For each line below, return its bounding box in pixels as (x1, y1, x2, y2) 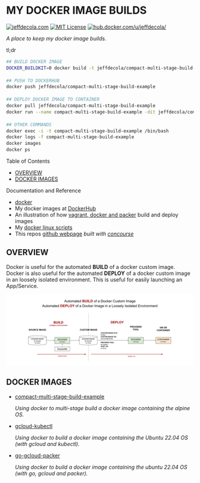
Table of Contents (6, 157, 51, 165)
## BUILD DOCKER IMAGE (6, 58, 62, 64)
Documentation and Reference (6, 187, 82, 194)
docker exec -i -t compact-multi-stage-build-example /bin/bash (6, 128, 169, 134)
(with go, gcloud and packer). (14, 469, 88, 477)
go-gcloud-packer (14, 451, 61, 459)
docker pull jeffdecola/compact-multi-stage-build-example (6, 103, 156, 109)
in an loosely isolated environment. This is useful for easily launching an (6, 275, 183, 283)
